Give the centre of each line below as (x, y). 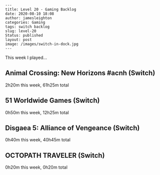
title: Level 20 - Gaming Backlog (41, 9)
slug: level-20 (21, 31)
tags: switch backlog (27, 27)
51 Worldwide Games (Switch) (53, 101)
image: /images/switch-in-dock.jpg (42, 44)
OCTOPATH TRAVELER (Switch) (55, 155)
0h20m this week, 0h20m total (36, 167)
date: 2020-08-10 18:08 (30, 14)
